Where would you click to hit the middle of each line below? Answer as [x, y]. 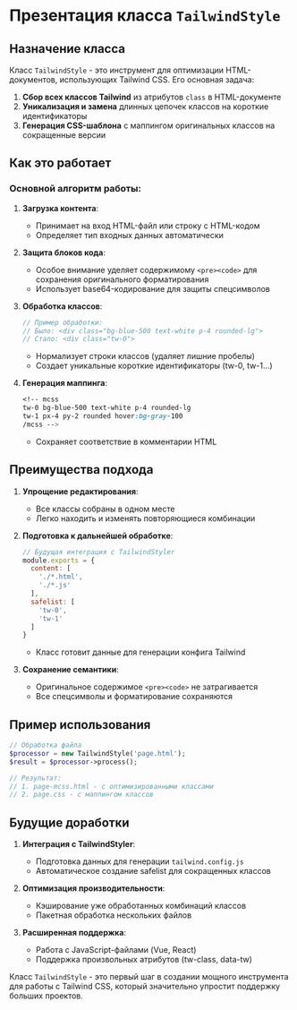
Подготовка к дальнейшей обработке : [98, 535]
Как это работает [60, 163]
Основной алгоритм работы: [75, 189]
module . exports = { [59, 561]
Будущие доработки [69, 822]
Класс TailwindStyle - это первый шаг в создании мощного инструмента [149, 977]
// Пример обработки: [62, 322]
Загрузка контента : [60, 208]
